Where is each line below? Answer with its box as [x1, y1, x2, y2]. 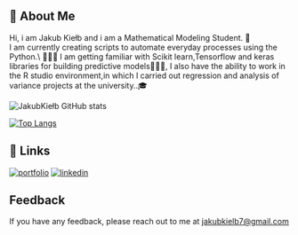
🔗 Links [9, 144, 51, 159]
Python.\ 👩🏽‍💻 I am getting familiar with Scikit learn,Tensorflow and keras [9, 51, 275, 62]
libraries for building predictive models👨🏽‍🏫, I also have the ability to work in [9, 60, 286, 71]
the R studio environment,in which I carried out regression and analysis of [9, 70, 280, 81]
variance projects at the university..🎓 [9, 80, 149, 90]
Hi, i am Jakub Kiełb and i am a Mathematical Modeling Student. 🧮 [9, 32, 251, 43]
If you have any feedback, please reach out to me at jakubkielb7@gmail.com [9, 216, 289, 227]
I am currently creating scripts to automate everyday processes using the [9, 42, 278, 52]
